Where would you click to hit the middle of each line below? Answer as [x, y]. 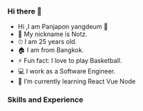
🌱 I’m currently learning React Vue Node [77, 81]
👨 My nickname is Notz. [52, 34]
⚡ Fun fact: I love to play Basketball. [70, 61]
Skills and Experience [46, 100]
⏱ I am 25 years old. [47, 42]
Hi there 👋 [25, 11]
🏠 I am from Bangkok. [51, 50]
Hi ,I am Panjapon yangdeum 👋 [63, 27]
